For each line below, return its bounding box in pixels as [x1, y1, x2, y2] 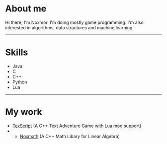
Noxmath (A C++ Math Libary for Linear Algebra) [19, 133, 120, 139]
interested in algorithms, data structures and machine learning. [5, 24, 134, 30]
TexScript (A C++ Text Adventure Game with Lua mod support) [12, 123, 142, 129]
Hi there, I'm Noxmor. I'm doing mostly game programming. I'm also [5, 19, 144, 25]
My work [5, 106, 42, 118]
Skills [5, 47, 28, 58]
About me [5, 3, 47, 14]
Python [12, 79, 27, 85]
